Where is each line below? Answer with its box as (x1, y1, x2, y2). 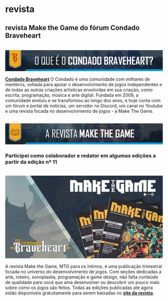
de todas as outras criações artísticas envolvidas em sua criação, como (5, 87, 153, 93)
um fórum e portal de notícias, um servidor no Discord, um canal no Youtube (5, 103, 163, 109)
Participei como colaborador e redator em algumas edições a (5, 152, 156, 159)
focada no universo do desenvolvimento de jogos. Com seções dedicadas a (5, 268, 161, 274)
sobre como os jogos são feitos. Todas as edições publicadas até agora (5, 284, 153, 290)
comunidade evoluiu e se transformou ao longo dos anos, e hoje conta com (5, 98, 161, 104)
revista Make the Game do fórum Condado (5, 24, 140, 32)
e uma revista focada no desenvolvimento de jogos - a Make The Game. (5, 108, 154, 114)
